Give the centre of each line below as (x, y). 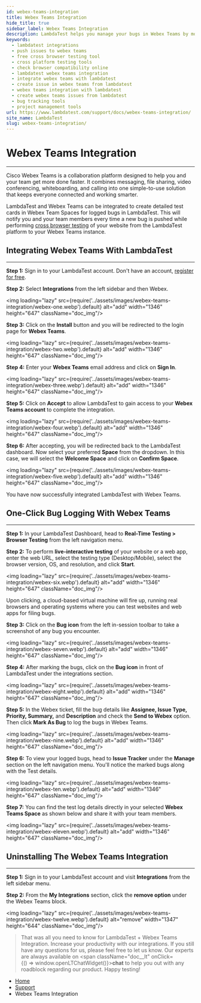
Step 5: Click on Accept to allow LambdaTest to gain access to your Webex (100, 403)
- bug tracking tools (39, 101)
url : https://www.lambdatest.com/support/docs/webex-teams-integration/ (99, 112)
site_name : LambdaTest (34, 118)
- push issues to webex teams (49, 51)
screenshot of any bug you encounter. (53, 631)
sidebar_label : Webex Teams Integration (57, 29)
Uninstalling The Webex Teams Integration (87, 857)
